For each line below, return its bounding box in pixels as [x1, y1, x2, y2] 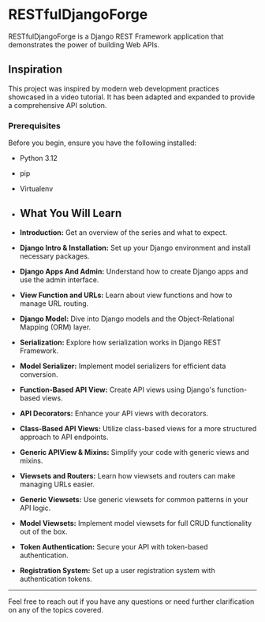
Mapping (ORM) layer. [19, 322, 91, 332]
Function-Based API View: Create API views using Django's [19, 385, 215, 394]
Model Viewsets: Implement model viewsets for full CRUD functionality [19, 518, 252, 527]
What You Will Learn [19, 207, 122, 220]
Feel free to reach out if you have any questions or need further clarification [8, 597, 255, 606]
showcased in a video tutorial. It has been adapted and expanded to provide [8, 92, 256, 102]
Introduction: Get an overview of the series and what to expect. [19, 227, 227, 237]
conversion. [19, 369, 58, 379]
